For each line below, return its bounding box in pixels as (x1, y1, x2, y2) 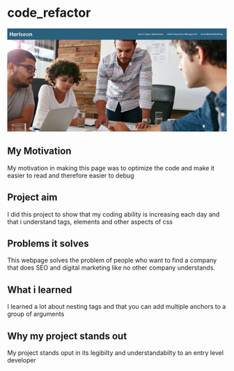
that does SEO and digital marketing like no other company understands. (7, 263, 216, 272)
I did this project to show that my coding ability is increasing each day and (7, 210, 220, 218)
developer (7, 356, 37, 364)
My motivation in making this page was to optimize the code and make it (7, 163, 214, 172)
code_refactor (7, 5, 91, 21)
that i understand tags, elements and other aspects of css (7, 217, 173, 226)
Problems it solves (7, 238, 89, 249)
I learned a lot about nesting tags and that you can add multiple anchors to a (7, 303, 226, 311)
